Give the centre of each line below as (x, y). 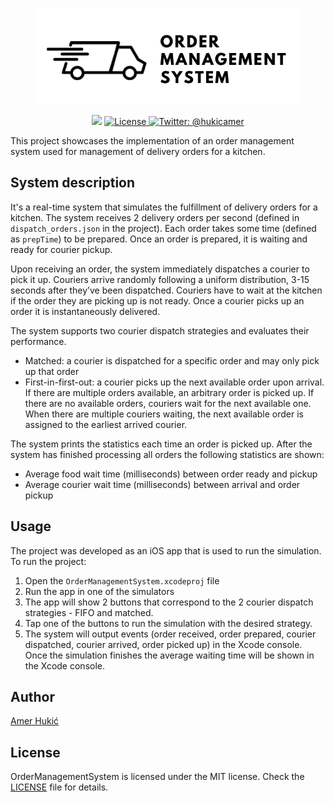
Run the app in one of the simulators (99, 591)
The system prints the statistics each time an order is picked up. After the (161, 444)
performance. (38, 341)
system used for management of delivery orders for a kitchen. (138, 152)
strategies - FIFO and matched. (89, 612)
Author (32, 697)
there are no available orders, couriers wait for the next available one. (168, 403)
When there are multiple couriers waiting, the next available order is (164, 414)
